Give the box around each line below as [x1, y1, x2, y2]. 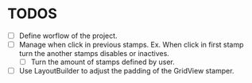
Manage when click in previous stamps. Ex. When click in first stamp [18, 40, 244, 49]
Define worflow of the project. [18, 31, 118, 40]
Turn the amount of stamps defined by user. [30, 57, 176, 67]
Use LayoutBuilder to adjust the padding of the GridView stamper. [18, 66, 235, 76]
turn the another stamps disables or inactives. [18, 49, 170, 58]
